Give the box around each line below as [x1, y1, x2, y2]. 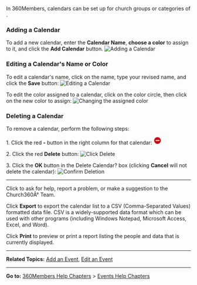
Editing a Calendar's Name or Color [6, 60, 108, 68]
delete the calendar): [6, 168, 57, 175]
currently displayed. [6, 239, 55, 246]
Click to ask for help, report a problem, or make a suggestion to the [6, 185, 168, 192]
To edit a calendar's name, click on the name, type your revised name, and [6, 73, 186, 80]
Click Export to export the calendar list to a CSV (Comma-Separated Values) [6, 202, 191, 209]
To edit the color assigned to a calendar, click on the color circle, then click [6, 91, 188, 98]
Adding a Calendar [6, 26, 60, 34]
